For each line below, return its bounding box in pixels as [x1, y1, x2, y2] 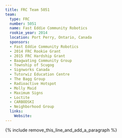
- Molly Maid [9, 85, 37, 91]
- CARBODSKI [9, 100, 35, 105]
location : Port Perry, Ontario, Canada [9, 35, 92, 40]
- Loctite [9, 95, 30, 100]
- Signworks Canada [9, 68, 50, 72]
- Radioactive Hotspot [9, 81, 57, 86]
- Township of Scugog [9, 63, 55, 68]
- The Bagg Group [9, 76, 46, 81]
